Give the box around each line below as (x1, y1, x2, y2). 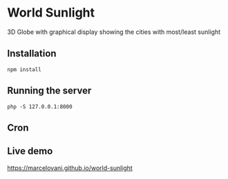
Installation (7, 48, 57, 59)
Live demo (7, 145, 53, 157)
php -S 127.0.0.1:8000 (7, 103, 73, 110)
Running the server (7, 85, 92, 97)
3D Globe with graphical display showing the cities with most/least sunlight (7, 28, 221, 36)
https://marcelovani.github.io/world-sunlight (7, 164, 133, 172)
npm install (7, 66, 41, 73)
